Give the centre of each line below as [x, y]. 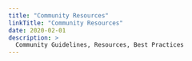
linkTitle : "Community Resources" [66, 23]
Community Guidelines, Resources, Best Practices [100, 45]
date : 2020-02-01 [37, 30]
